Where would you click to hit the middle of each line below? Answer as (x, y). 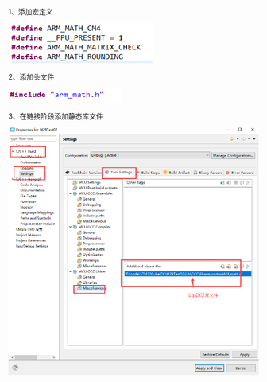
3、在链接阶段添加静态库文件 (56, 116)
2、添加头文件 (31, 77)
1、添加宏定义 (31, 12)
